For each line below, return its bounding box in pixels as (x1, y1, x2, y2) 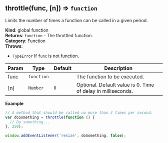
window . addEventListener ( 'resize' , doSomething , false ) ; (5, 133, 126, 138)
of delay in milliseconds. (76, 87, 133, 94)
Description (104, 65, 133, 72)
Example (5, 100, 24, 106)
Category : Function (5, 38, 46, 44)
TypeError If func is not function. (12, 53, 79, 59)
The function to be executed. (76, 73, 144, 80)
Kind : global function (5, 27, 49, 33)
